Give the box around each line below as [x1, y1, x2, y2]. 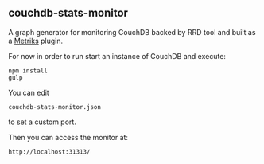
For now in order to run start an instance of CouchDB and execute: [8, 51, 227, 61]
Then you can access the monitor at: [8, 132, 129, 142]
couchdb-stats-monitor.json [8, 103, 102, 111]
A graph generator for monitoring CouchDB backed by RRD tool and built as [8, 27, 256, 37]
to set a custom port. [8, 117, 77, 127]
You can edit [8, 88, 49, 97]
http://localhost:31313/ [8, 147, 91, 156]
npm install [8, 67, 48, 75]
